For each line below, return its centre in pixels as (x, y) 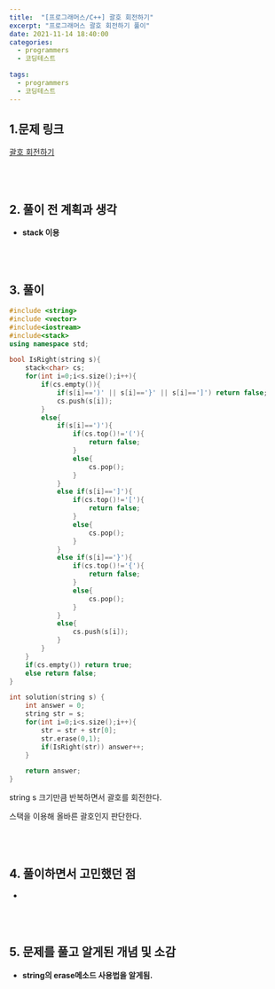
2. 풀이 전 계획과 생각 (63, 209)
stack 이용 (41, 232)
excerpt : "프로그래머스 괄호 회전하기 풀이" (80, 26)
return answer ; (53, 771)
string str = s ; (55, 714)
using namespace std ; (49, 344)
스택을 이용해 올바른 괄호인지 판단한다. (75, 816)
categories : (31, 42)
